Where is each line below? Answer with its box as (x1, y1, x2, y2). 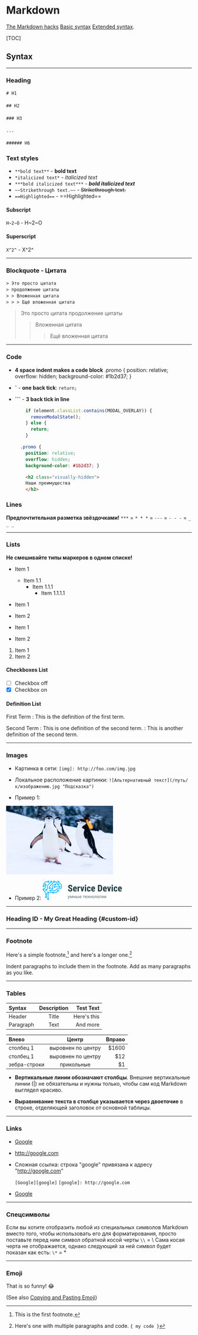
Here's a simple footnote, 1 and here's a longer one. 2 (6, 950, 133, 958)
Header (8, 1012, 27, 1020)
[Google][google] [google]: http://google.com (14, 1180, 130, 1186)
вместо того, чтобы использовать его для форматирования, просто (6, 1230, 177, 1238)
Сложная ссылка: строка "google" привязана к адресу (14, 1161, 153, 1168)
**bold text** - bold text (14, 168, 77, 175)
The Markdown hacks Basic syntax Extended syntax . (6, 23, 134, 30)
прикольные (60, 1061, 91, 1068)
